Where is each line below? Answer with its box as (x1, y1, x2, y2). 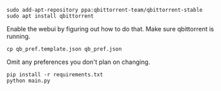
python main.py (6, 77, 51, 84)
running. (6, 32, 31, 40)
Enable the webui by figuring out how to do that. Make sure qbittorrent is (6, 25, 215, 33)
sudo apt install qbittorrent (6, 13, 95, 19)
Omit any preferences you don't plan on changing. (6, 58, 151, 66)
